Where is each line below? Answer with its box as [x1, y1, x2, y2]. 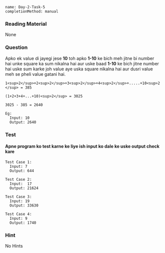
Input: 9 [9, 216, 28, 221]
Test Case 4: [5, 211, 32, 216]
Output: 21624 [9, 186, 39, 191]
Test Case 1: [5, 159, 32, 164]
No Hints [5, 243, 23, 249]
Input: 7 [9, 164, 28, 169]
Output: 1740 [9, 220, 37, 225]
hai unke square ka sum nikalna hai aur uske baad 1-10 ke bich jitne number [5, 60, 159, 66]
